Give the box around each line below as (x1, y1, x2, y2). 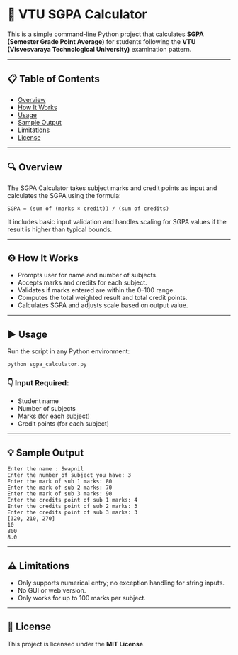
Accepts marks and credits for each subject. (17, 278, 147, 287)
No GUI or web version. (17, 585, 86, 595)
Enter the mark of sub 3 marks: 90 (7, 490, 113, 497)
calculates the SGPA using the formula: (7, 191, 122, 199)
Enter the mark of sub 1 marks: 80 (7, 478, 113, 485)
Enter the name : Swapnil (7, 466, 84, 473)
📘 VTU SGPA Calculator (7, 6, 147, 23)
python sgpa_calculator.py (7, 361, 87, 368)
